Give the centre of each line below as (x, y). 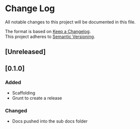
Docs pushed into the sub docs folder (50, 121)
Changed (16, 111)
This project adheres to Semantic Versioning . (50, 37)
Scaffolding (24, 93)
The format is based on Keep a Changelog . (48, 31)
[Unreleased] (26, 52)
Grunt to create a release (37, 98)
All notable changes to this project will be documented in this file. (70, 22)
